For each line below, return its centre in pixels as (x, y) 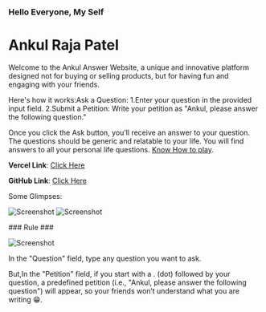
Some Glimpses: (35, 196)
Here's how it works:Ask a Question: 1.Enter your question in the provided (130, 99)
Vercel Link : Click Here (47, 165)
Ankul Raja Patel (63, 45)
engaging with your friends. (54, 84)
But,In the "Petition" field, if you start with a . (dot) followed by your (119, 274)
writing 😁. (25, 299)
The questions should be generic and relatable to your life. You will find (126, 141)
